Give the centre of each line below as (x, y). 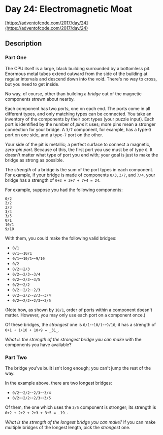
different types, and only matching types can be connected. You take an (78, 114)
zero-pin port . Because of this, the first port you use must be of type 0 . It (79, 150)
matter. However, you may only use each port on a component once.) (75, 315)
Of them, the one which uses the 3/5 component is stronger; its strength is (81, 407)
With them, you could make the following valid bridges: (61, 238)
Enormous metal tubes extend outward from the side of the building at (76, 74)
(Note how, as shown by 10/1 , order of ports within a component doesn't (79, 310)
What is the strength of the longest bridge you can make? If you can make (81, 422)
